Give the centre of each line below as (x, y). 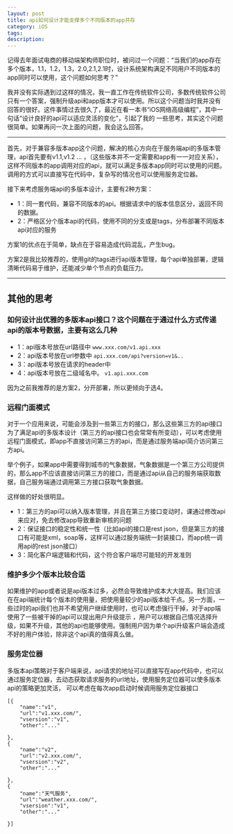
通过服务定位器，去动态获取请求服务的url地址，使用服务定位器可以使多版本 (114, 679)
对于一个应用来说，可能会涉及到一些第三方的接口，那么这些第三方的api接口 (115, 424)
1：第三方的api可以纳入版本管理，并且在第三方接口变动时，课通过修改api (121, 512)
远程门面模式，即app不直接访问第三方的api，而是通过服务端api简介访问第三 (115, 441)
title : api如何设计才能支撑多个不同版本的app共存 (71, 20)
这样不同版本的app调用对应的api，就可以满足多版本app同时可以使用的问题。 (116, 166)
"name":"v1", (38, 707)
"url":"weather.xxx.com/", (59, 799)
